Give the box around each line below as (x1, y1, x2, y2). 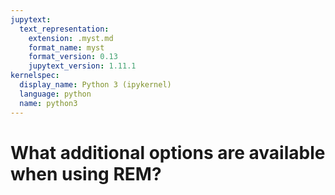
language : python (19, 89, 92, 99)
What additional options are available (10, 141, 326, 164)
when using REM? (10, 162, 162, 185)
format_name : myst (28, 42, 105, 53)
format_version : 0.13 (28, 52, 118, 62)
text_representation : (19, 24, 110, 34)
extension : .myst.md (28, 33, 114, 43)
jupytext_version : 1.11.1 (28, 61, 137, 71)
